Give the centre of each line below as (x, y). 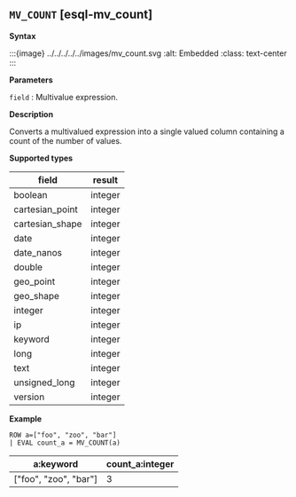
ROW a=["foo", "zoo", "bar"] (63, 435)
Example (26, 418)
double (28, 267)
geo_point (35, 281)
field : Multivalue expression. (63, 97)
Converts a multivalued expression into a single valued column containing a (147, 131)
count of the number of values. (66, 140)
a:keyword (56, 463)
